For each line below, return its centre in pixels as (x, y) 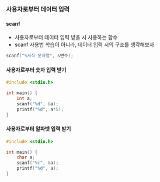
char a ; (26, 157)
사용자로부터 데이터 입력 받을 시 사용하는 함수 (66, 37)
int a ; (25, 98)
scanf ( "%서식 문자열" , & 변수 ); (40, 56)
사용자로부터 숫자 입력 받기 (36, 70)
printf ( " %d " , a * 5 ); (40, 109)
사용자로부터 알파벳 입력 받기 (39, 129)
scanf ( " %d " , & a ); (38, 104)
